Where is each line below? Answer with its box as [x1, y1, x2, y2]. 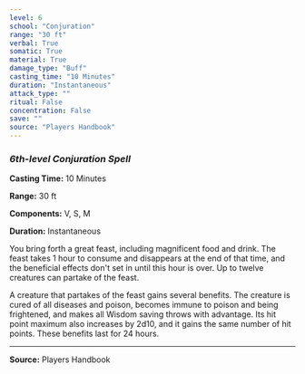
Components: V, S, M [9, 208, 91, 219]
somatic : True [9, 47, 64, 56]
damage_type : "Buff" [9, 64, 88, 73]
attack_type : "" [9, 89, 71, 98]
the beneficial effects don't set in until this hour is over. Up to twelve [9, 263, 265, 273]
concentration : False [9, 106, 92, 115]
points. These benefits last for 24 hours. [9, 328, 160, 340]
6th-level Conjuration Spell [9, 152, 132, 165]
